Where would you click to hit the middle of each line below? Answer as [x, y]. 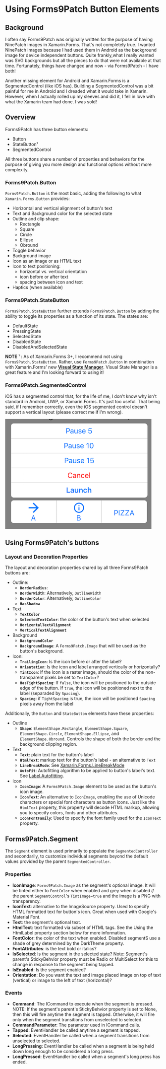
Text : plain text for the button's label [57, 755]
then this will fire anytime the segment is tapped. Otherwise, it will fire [83, 1014]
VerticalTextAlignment [43, 631]
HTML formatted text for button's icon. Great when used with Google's [84, 912]
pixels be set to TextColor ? [72, 677]
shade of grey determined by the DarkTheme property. [68, 943]
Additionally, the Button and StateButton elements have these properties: [80, 713]
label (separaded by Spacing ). [50, 693]
